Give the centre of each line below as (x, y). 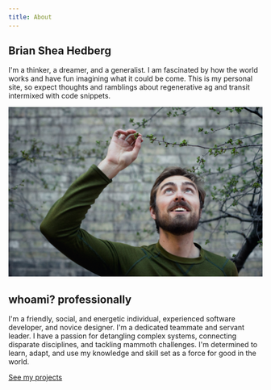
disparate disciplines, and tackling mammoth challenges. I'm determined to (133, 344)
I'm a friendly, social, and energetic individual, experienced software (122, 318)
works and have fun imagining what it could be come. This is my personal (130, 79)
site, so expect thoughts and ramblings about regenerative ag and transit (129, 87)
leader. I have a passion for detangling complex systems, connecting (123, 336)
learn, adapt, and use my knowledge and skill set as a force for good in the (132, 353)
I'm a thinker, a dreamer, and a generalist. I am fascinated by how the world (133, 70)
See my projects (35, 377)
